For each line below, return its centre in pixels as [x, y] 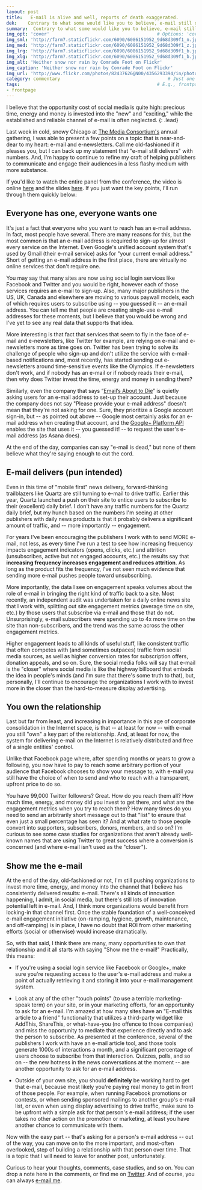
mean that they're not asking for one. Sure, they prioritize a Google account [100, 410]
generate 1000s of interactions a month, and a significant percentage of [104, 1050]
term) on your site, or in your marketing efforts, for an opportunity [113, 1005]
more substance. [27, 170]
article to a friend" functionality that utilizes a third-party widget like [99, 1018]
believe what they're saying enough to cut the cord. [70, 453]
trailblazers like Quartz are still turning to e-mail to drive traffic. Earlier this [98, 493]
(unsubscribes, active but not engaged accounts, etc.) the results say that [98, 556]
